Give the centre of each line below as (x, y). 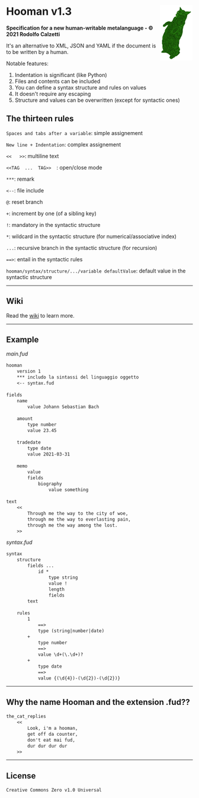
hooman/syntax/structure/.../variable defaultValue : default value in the (96, 271)
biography (50, 484)
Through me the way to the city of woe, (78, 514)
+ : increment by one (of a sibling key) (51, 213)
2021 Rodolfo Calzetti (33, 34)
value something (68, 490)
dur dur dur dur (47, 746)
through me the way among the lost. (73, 525)
